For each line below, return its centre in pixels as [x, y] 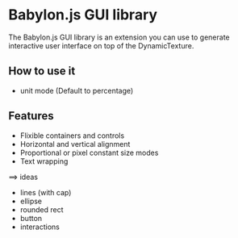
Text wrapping [44, 161]
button [31, 218]
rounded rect [42, 209]
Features [31, 116]
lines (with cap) [46, 192]
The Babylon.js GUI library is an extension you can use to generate [119, 37]
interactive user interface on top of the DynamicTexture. [101, 45]
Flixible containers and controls [72, 136]
